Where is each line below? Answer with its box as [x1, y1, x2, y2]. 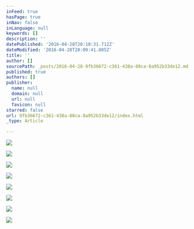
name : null [11, 85, 38, 91]
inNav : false [6, 19, 38, 25]
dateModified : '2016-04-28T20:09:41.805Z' [6, 47, 112, 53]
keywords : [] [6, 31, 38, 36]
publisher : [6, 80, 33, 86]
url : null [11, 96, 35, 102]
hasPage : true [6, 14, 41, 20]
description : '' [6, 36, 46, 42]
